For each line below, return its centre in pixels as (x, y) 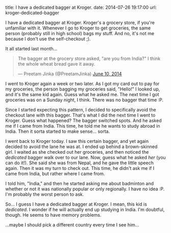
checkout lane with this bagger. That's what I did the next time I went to (80, 115)
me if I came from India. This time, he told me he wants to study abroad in (83, 126)
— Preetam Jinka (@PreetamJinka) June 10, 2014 (70, 74)
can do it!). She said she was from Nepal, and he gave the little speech (80, 163)
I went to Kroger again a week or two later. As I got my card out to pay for (82, 84)
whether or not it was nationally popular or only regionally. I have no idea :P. (85, 189)
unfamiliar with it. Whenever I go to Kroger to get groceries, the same (78, 28)
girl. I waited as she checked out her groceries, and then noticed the (77, 152)
